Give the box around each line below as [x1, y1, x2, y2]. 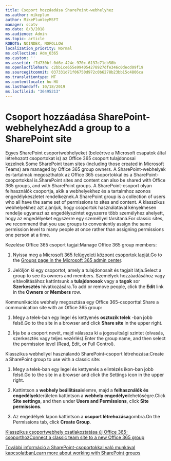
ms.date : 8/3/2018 [5, 27, 45, 32]
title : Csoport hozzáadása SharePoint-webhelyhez [5, 7, 114, 13]
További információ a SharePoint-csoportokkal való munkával [5, 445, 136, 451]
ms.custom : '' [5, 55, 36, 61]
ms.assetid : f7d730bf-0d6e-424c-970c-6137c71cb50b [5, 60, 116, 65]
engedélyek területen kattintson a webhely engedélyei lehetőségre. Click [12, 393, 166, 399]
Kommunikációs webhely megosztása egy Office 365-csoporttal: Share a [5, 299, 159, 305]
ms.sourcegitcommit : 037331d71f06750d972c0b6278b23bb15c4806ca [5, 70, 144, 75]
